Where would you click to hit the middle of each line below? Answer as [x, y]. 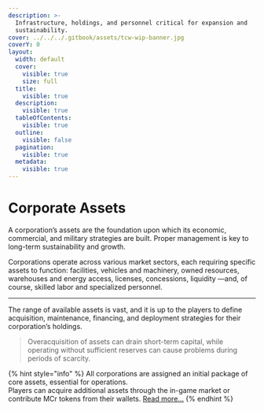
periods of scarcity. [59, 358]
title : [26, 89]
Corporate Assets [67, 208]
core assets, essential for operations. [68, 382]
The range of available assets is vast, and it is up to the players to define [125, 309]
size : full [40, 81]
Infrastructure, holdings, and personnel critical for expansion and [131, 23]
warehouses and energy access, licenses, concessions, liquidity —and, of [128, 278]
